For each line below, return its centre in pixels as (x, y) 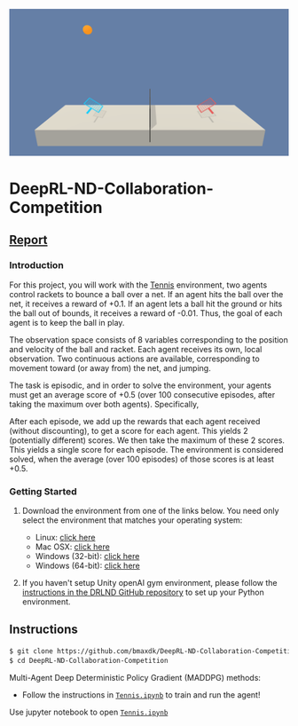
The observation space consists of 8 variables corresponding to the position (149, 339)
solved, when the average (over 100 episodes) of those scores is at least (142, 459)
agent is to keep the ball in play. (67, 322)
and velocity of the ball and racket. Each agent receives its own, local (136, 349)
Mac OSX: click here (73, 547)
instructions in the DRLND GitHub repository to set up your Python (143, 592)
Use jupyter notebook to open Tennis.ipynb (89, 712)
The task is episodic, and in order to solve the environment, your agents (141, 385)
